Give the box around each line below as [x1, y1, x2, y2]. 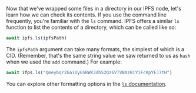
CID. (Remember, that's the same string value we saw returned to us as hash [6, 52, 191, 59]
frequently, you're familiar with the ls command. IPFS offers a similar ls [6, 18, 180, 24]
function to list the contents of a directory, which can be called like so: [6, 24, 177, 31]
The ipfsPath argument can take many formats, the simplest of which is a [6, 45, 184, 52]
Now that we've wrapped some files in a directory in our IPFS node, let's [6, 5, 181, 12]
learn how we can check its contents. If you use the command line [6, 11, 167, 18]
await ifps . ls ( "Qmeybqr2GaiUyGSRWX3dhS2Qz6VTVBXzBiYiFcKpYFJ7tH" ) [6, 69, 172, 75]
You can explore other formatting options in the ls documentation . [6, 80, 167, 87]
